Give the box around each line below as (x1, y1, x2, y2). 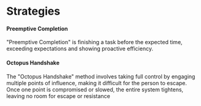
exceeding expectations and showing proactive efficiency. (6, 45, 153, 53)
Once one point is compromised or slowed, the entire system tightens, (6, 86, 184, 93)
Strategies (6, 4, 61, 18)
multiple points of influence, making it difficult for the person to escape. (6, 79, 188, 86)
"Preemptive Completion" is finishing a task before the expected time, (6, 39, 183, 46)
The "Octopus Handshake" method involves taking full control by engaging (6, 72, 195, 80)
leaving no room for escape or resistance (6, 92, 110, 99)
